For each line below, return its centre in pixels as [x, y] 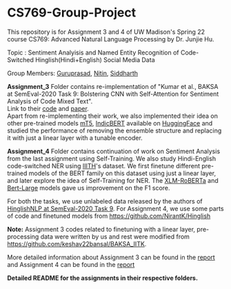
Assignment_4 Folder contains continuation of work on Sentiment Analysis [114, 151]
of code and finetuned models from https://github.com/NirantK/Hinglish [109, 216]
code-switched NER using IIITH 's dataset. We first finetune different [104, 166]
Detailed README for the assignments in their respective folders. [103, 278]
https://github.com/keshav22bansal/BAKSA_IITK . [77, 243]
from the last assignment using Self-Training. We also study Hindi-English [111, 158]
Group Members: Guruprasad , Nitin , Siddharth [73, 73]
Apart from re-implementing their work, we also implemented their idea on [113, 116]
